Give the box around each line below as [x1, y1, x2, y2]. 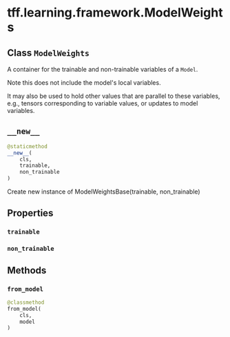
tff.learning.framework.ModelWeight [7, 5, 223, 21]
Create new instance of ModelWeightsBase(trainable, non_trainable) [7, 187, 201, 196]
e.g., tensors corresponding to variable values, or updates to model [7, 99, 198, 108]
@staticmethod [7, 143, 48, 150]
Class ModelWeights [7, 47, 90, 59]
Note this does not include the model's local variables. [7, 79, 161, 87]
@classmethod [7, 298, 45, 306]
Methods [7, 264, 47, 276]
